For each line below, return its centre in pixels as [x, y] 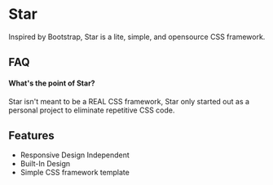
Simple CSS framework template [75, 173]
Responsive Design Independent [75, 155]
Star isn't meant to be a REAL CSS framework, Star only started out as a [129, 101]
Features [31, 135]
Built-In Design [45, 164]
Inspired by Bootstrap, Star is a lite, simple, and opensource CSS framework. [137, 37]
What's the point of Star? [52, 83]
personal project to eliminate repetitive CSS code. [92, 110]
